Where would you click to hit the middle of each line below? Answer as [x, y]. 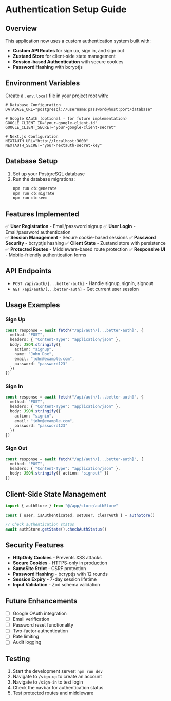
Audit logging [27, 642]
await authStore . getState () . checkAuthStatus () [56, 529]
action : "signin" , [34, 416]
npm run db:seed [30, 198]
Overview [21, 29]
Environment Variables [43, 83]
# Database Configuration [33, 105]
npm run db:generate [35, 188]
